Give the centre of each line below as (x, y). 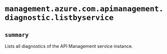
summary (17, 35)
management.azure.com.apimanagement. (84, 9)
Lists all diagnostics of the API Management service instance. (69, 46)
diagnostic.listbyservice (59, 18)
